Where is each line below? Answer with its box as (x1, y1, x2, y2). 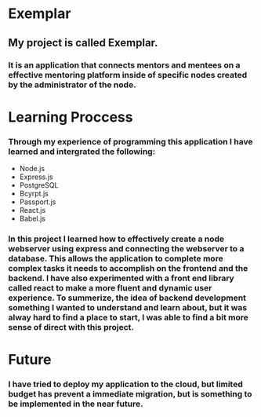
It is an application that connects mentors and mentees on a (8, 60, 241, 71)
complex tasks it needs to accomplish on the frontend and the (8, 262, 248, 273)
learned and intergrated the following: (8, 146, 156, 157)
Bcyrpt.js (19, 188, 49, 198)
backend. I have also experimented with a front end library (8, 273, 235, 283)
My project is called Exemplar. (8, 36, 158, 49)
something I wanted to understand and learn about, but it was (8, 302, 248, 313)
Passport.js (19, 197, 56, 207)
